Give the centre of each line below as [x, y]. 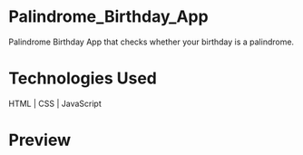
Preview [40, 140]
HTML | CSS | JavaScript [55, 103]
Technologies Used [83, 78]
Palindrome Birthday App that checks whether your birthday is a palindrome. [151, 42]
